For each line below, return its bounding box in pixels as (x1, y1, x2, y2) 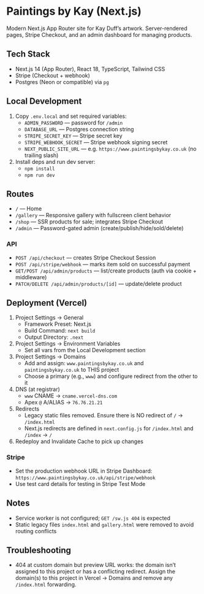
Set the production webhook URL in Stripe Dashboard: (15, 467, 153, 474)
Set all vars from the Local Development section (24, 347, 146, 354)
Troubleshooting (6, 545, 72, 555)
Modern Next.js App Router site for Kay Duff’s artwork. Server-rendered (6, 25, 188, 32)
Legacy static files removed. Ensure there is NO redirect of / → (24, 412, 184, 419)
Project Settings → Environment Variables (15, 340, 121, 347)
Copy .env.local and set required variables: (15, 112, 127, 120)
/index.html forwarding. (15, 581, 77, 588)
